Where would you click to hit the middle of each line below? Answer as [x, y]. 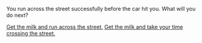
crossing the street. [31, 33]
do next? [17, 15]
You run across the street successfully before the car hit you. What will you [101, 9]
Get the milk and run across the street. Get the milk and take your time [95, 27]
